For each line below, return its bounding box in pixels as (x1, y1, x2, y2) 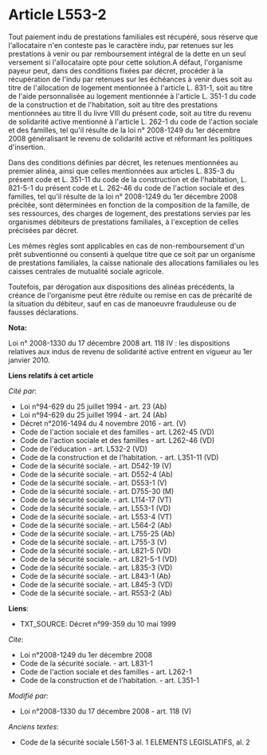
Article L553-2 (8, 6, 107, 24)
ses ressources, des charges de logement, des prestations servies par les (8, 208, 251, 218)
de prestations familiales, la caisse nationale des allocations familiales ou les (8, 258, 259, 267)
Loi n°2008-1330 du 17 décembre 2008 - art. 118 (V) (19, 706, 192, 716)
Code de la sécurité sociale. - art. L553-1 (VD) (19, 503, 171, 512)
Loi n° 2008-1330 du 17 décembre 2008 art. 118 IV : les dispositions (8, 338, 230, 348)
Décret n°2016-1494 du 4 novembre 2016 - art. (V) (19, 418, 187, 428)
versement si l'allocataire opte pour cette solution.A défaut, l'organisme (8, 57, 243, 67)
